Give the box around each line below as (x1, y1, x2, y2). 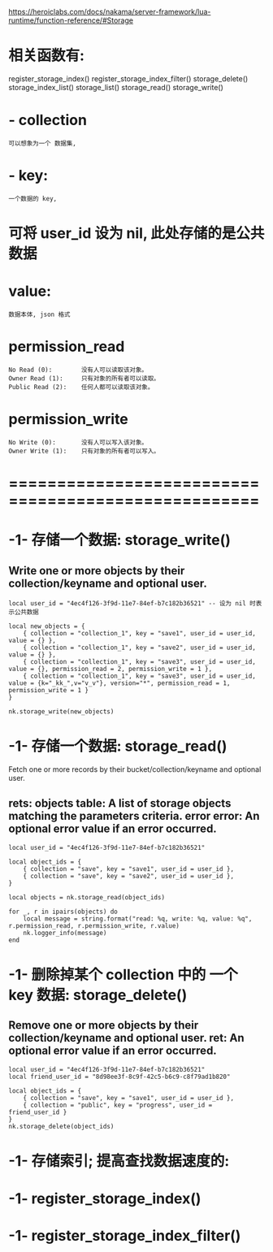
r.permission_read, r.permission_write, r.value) (8, 921, 180, 929)
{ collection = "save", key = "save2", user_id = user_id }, (23, 872, 234, 880)
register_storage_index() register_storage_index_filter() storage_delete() (8, 73, 249, 84)
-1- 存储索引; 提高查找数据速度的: (8, 1151, 230, 1170)
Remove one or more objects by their (8, 1019, 199, 1033)
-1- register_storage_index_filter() (8, 1227, 241, 1246)
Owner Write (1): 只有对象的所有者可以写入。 (8, 447, 160, 455)
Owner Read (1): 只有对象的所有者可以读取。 (8, 374, 160, 383)
